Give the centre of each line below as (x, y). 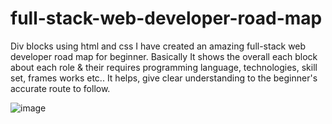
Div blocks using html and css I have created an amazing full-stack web (158, 46)
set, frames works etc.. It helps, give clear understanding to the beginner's (164, 78)
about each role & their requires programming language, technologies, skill (164, 67)
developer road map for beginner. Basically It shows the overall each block (164, 56)
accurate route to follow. (60, 88)
